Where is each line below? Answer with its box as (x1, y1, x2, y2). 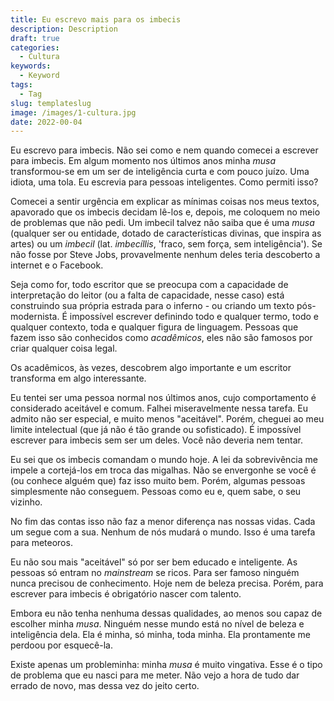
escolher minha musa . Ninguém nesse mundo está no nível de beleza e (10, 618, 305, 630)
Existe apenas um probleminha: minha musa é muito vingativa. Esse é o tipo (10, 659, 323, 671)
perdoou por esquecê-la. (10, 639, 113, 651)
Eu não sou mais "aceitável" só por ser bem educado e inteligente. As (10, 556, 298, 568)
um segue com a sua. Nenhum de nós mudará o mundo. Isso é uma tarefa (10, 526, 316, 538)
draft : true (10, 33, 60, 43)
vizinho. (10, 496, 43, 508)
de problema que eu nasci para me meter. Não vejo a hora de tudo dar (10, 669, 300, 681)
